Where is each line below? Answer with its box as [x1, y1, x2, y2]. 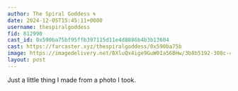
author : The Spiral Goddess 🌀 [7, 10, 96, 18]
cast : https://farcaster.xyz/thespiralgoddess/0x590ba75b [7, 43, 182, 50]
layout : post [7, 56, 46, 63]
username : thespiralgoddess [7, 23, 91, 30]
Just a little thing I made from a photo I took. [7, 75, 137, 84]
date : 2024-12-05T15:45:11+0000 [7, 17, 103, 24]
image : [7, 50, 27, 57]
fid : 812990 [7, 30, 42, 37]
